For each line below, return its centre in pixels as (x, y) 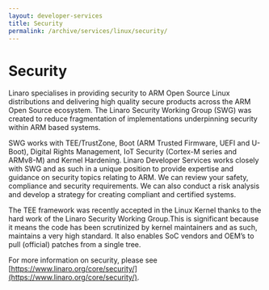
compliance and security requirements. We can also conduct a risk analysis (134, 186)
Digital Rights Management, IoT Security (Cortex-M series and (133, 152)
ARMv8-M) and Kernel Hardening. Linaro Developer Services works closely (134, 160)
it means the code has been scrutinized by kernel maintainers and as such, (133, 228)
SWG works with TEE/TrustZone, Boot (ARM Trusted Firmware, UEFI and (129, 143)
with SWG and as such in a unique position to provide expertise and (121, 169)
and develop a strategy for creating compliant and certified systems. (122, 195)
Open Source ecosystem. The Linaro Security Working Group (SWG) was (130, 111)
